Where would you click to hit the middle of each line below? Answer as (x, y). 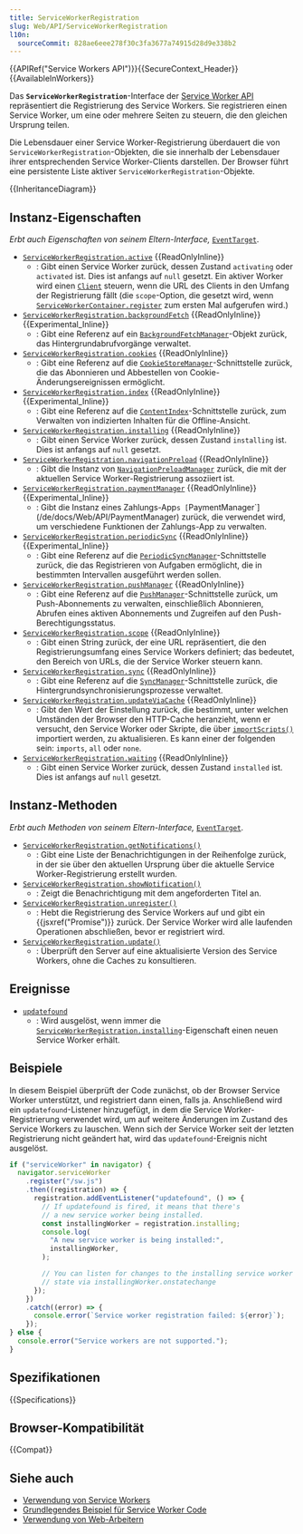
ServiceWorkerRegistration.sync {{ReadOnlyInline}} (119, 671)
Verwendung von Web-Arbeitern (83, 1519)
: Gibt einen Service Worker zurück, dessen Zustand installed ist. (159, 768)
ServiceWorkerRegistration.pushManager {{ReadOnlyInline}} (133, 585)
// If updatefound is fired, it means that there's (142, 1207)
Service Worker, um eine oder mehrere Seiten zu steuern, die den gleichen (148, 115)
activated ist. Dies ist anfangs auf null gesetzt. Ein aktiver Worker (159, 277)
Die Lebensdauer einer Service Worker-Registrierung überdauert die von (145, 142)
